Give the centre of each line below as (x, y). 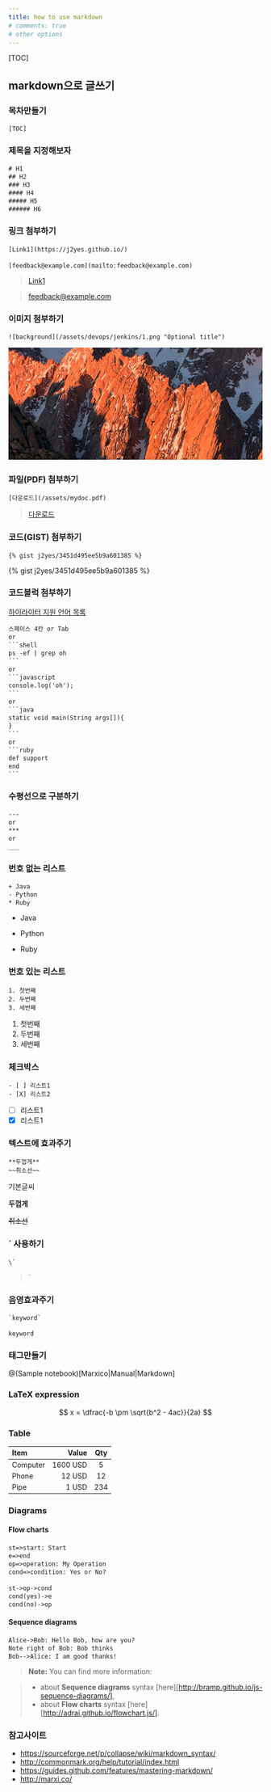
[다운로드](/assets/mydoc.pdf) (58, 498)
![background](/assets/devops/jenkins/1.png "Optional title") (117, 337)
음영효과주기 (31, 1300)
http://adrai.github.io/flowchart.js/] (100, 1713)
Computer (29, 1465)
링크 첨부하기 (32, 231)
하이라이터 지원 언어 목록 (47, 612)
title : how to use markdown (56, 17)
